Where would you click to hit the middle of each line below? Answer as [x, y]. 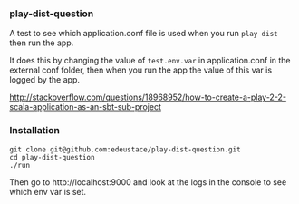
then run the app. [42, 43]
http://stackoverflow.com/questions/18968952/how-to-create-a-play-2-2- [148, 97]
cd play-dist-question [52, 157]
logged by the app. [44, 80]
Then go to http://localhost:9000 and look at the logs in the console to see [148, 182]
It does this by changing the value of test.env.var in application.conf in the [150, 61]
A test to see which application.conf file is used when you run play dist [144, 34]
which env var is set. [48, 191]
